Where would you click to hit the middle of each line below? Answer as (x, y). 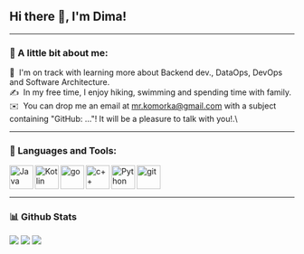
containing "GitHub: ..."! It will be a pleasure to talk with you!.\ (123, 119)
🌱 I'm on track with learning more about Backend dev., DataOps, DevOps (146, 72)
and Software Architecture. (60, 82)
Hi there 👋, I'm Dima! (68, 17)
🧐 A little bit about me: (59, 52)
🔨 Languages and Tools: (63, 151)
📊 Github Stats (43, 217)
